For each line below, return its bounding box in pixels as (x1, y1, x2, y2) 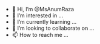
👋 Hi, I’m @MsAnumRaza (12, 6, 75, 12)
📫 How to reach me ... (12, 32, 68, 38)
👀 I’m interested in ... (12, 12, 64, 19)
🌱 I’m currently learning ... (12, 18, 77, 25)
